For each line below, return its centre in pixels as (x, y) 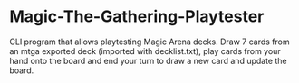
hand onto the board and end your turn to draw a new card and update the (148, 60)
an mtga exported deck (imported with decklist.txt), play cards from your (145, 51)
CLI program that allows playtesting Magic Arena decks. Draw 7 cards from (149, 41)
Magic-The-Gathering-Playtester (137, 17)
